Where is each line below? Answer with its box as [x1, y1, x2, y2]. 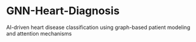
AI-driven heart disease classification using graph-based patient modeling [6, 24, 191, 31]
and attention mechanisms [6, 30, 72, 37]
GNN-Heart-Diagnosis [6, 4, 120, 18]
